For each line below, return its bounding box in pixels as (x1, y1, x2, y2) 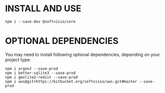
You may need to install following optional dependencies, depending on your (5, 51, 160, 57)
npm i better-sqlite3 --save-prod (5, 70, 76, 75)
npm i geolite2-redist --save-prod (5, 74, 78, 80)
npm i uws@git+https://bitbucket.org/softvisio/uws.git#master (5, 79, 137, 84)
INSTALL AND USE (5, 3, 82, 14)
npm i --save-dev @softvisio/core (5, 19, 76, 24)
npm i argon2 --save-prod (5, 66, 58, 71)
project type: (5, 57, 31, 63)
